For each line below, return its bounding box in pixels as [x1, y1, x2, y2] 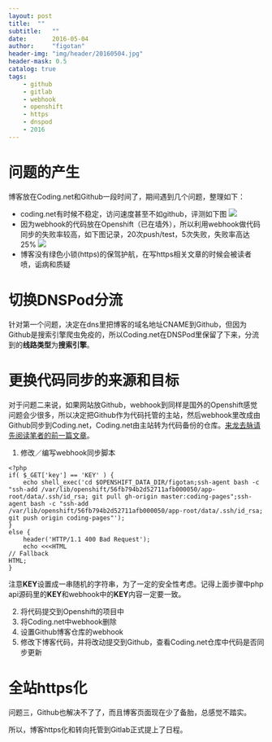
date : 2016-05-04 [8, 34, 89, 43]
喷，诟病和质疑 [19, 259, 71, 269]
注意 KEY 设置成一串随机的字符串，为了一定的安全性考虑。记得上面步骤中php [8, 579, 264, 589]
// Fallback [8, 549, 49, 558]
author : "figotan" [8, 42, 85, 50]
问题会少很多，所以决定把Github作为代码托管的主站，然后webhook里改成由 [8, 410, 261, 419]
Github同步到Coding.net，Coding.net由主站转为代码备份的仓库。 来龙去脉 [8, 420, 254, 430]
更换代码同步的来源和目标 [8, 371, 180, 389]
